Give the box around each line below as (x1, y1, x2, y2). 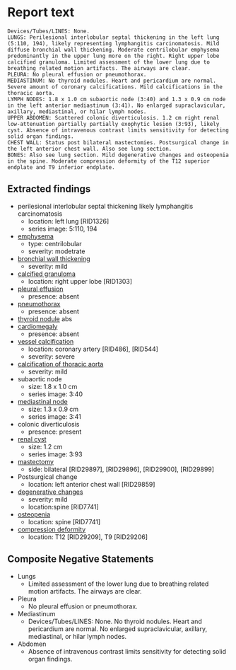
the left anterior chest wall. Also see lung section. (7, 145, 172, 152)
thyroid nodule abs (17, 314, 73, 323)
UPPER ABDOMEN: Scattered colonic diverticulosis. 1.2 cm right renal (7, 114, 220, 121)
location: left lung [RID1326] (28, 216, 110, 225)
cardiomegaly (17, 322, 58, 330)
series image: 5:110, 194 (28, 224, 98, 233)
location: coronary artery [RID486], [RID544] (28, 345, 159, 353)
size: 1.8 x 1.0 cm (28, 382, 78, 391)
